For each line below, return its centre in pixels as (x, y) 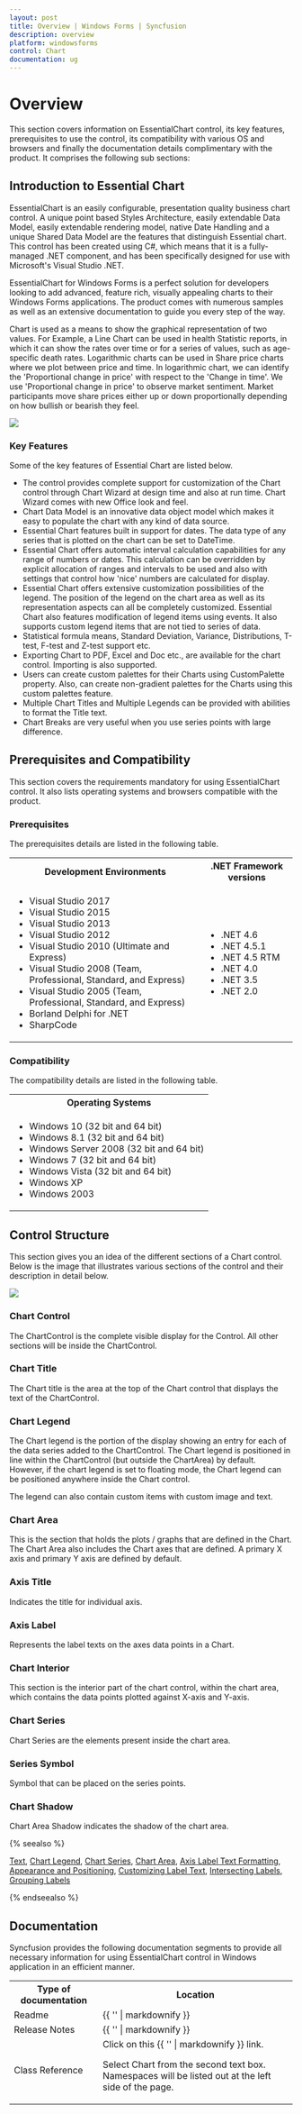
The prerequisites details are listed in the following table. (114, 844)
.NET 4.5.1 (244, 946)
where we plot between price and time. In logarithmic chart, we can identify (149, 367)
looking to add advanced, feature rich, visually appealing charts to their (141, 292)
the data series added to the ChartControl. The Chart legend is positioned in (150, 1451)
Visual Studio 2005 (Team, (85, 991)
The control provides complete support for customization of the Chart (151, 483)
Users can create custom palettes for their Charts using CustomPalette (153, 674)
